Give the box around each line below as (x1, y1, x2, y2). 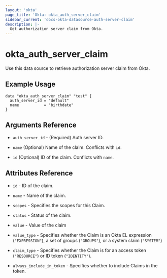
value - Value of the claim (12, 222, 66, 228)
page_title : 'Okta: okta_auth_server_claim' (5, 12, 101, 17)
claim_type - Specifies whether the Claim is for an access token (12, 247, 146, 253)
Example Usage (5, 80, 56, 89)
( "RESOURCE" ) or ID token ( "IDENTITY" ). (12, 252, 92, 259)
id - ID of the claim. (12, 182, 54, 189)
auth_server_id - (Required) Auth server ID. (12, 134, 104, 140)
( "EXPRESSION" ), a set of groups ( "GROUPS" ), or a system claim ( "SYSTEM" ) (12, 237, 162, 243)
